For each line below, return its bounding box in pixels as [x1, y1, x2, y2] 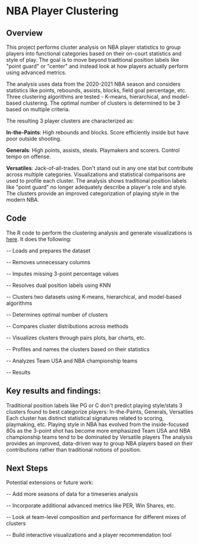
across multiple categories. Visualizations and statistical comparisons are [6, 171, 186, 178]
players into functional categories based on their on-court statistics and [6, 50, 182, 57]
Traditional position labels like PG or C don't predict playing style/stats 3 [6, 402, 183, 409]
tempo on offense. [6, 153, 52, 160]
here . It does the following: [6, 235, 72, 242]
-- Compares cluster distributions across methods [6, 323, 129, 330]
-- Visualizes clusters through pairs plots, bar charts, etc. [6, 334, 146, 341]
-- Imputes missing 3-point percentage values [6, 270, 119, 277]
